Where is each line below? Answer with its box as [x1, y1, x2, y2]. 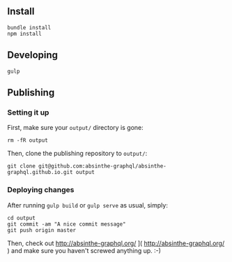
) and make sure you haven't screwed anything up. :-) [7, 246, 162, 254]
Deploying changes [7, 185, 75, 195]
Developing [7, 49, 58, 61]
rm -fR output [7, 137, 49, 144]
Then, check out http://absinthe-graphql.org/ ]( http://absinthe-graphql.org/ [7, 239, 225, 247]
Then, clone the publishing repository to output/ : [7, 150, 148, 158]
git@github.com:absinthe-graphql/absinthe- [38, 163, 167, 170]
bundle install [7, 24, 52, 31]
